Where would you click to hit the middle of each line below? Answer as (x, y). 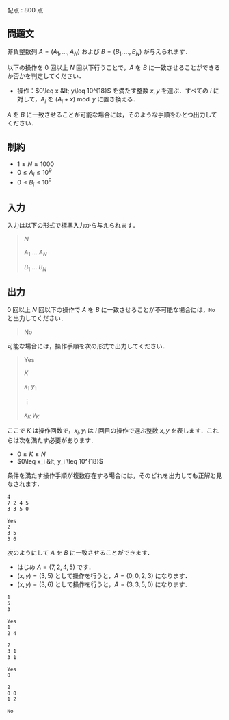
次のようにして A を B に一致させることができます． (80, 552)
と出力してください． (37, 318)
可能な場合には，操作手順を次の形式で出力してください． (88, 346)
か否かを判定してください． (46, 76)
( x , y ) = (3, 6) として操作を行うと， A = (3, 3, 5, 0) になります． (104, 584)
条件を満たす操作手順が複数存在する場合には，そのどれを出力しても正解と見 (114, 475)
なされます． (25, 484)
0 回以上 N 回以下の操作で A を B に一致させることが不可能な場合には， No (111, 310)
